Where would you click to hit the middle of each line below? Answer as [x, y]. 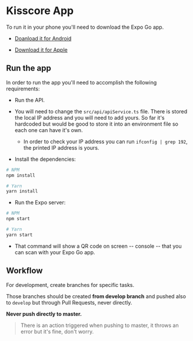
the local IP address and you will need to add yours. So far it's [89, 117]
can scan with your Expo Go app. [55, 252]
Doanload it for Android [43, 38]
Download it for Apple [41, 50]
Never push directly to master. [44, 314]
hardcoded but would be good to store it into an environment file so [96, 124]
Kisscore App [40, 11]
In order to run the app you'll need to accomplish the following [81, 82]
